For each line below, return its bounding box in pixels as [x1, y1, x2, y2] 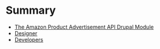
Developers [14, 36, 44, 43]
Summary [5, 4, 56, 17]
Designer [14, 29, 38, 36]
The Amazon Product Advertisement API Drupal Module [14, 23, 154, 30]
